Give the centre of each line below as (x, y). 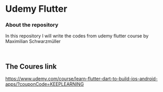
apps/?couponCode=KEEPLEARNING (45, 84)
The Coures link (31, 66)
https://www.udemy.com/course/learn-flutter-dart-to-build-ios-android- (81, 79)
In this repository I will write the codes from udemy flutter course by (77, 36)
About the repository (32, 25)
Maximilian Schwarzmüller (33, 41)
